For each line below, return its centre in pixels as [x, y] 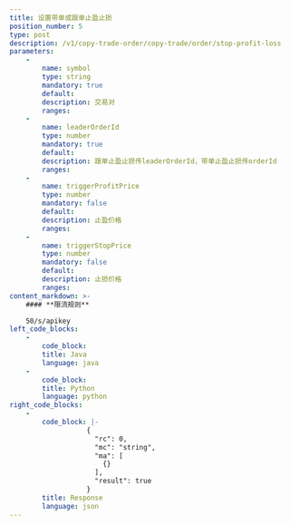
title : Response [72, 498]
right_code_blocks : [46, 405]
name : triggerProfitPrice [91, 187]
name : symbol [67, 69]
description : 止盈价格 [82, 220]
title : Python [68, 388]
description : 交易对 [79, 102]
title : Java [65, 355]
